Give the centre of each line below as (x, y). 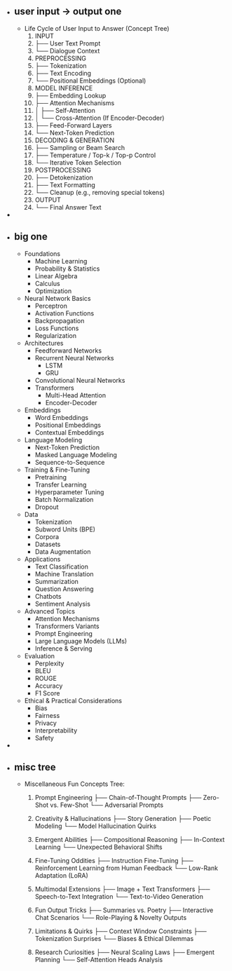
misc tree (35, 767)
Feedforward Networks (68, 351)
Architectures (44, 343)
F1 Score (47, 693)
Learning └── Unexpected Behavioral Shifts (98, 847)
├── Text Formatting (65, 184)
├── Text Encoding (63, 73)
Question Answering (64, 589)
